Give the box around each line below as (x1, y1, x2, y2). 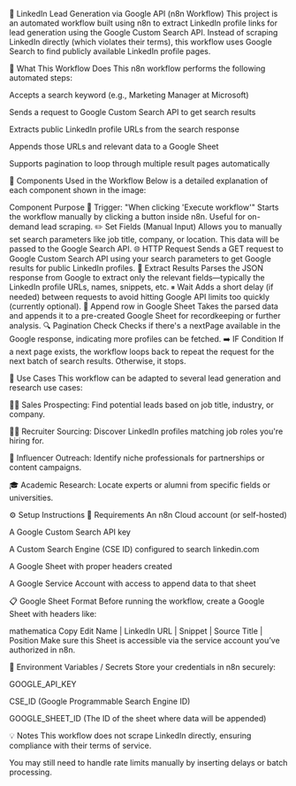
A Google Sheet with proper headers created (9, 561, 172, 571)
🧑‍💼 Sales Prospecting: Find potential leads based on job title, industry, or (9, 399, 274, 410)
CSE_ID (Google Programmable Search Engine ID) (9, 696, 191, 706)
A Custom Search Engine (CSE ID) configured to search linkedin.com (9, 544, 260, 554)
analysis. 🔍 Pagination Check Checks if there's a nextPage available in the (9, 320, 281, 331)
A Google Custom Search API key (9, 527, 131, 537)
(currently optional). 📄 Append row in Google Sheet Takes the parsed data (9, 301, 278, 312)
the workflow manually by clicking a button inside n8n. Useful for (9, 212, 246, 221)
